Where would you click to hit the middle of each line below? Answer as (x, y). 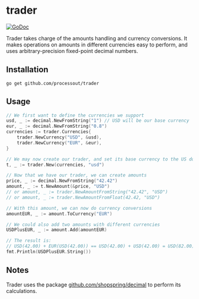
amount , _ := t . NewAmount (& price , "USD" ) (58, 187)
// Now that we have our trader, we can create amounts (76, 175)
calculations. (22, 291)
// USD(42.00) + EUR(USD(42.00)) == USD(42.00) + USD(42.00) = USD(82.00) (100, 246)
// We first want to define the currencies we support (75, 115)
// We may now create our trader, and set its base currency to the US (96, 159)
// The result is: (29, 241)
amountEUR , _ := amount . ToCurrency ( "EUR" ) (59, 214)
